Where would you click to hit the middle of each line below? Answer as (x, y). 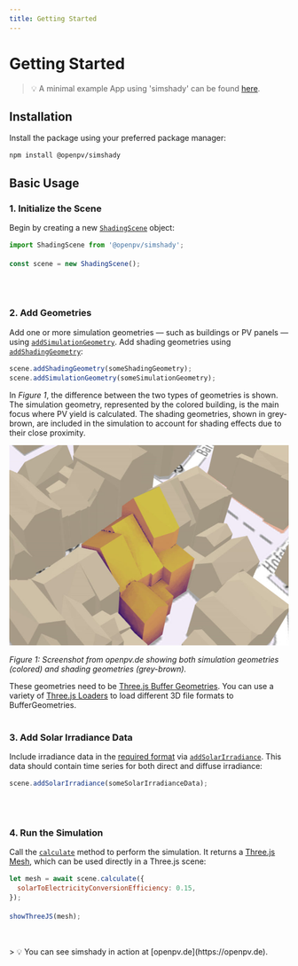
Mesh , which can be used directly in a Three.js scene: (108, 861)
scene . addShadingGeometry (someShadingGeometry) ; (101, 368)
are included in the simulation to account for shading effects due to (159, 423)
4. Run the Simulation (56, 832)
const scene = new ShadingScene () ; (75, 263)
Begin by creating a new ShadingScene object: (92, 227)
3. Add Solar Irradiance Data (71, 737)
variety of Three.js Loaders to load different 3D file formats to (122, 695)
